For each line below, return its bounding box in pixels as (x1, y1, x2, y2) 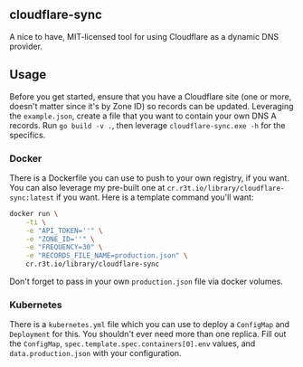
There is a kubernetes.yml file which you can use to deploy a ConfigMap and (9, 319, 290, 330)
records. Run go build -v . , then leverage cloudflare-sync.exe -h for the (9, 119, 287, 130)
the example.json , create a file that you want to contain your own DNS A (9, 110, 278, 121)
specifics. (9, 129, 46, 140)
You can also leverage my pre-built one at (9, 182, 166, 193)
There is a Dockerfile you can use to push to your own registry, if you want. (9, 172, 289, 183)
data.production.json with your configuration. (9, 348, 183, 359)
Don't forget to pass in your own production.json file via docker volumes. (9, 276, 283, 287)
